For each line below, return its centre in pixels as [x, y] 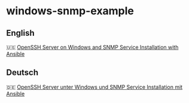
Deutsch [22, 73]
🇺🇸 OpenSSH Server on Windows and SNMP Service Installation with [92, 47]
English [20, 33]
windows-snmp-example [70, 11]
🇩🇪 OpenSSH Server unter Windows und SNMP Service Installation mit [94, 87]
